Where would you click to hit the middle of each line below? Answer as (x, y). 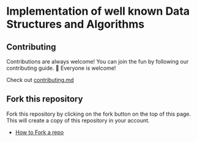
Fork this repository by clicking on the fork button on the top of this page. (99, 114)
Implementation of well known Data (98, 11)
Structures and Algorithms (76, 24)
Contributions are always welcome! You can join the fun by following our (98, 62)
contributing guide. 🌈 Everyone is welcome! (61, 68)
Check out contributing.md (40, 80)
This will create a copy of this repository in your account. (78, 120)
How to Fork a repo (39, 132)
